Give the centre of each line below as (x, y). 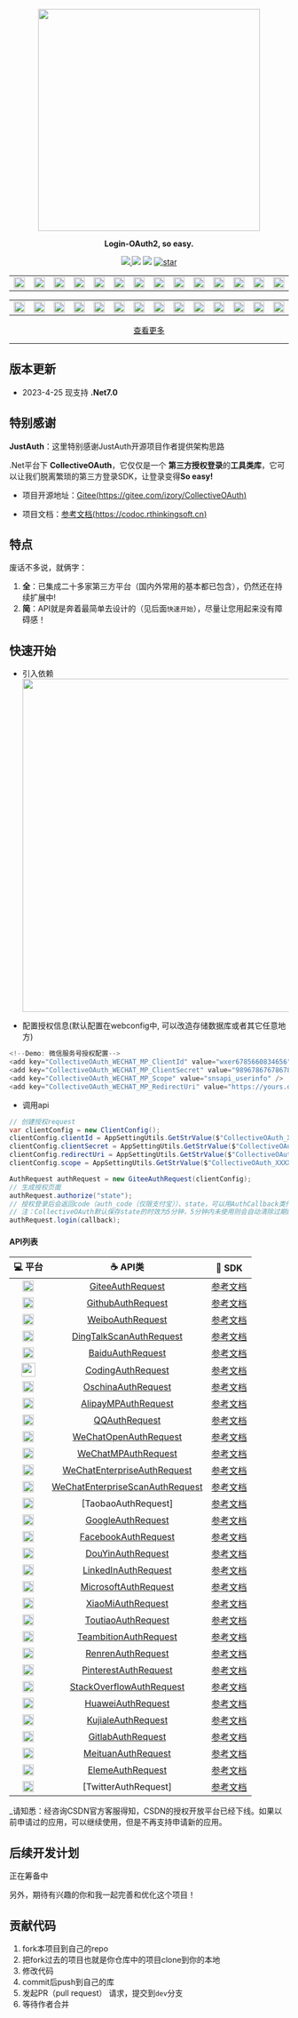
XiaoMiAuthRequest (127, 1604)
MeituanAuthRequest (127, 1753)
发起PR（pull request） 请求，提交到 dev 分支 (102, 1993)
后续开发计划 (44, 1853)
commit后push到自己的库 (68, 1982)
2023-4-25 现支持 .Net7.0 (70, 392)
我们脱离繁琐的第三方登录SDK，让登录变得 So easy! (119, 476)
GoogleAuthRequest (127, 1520)
